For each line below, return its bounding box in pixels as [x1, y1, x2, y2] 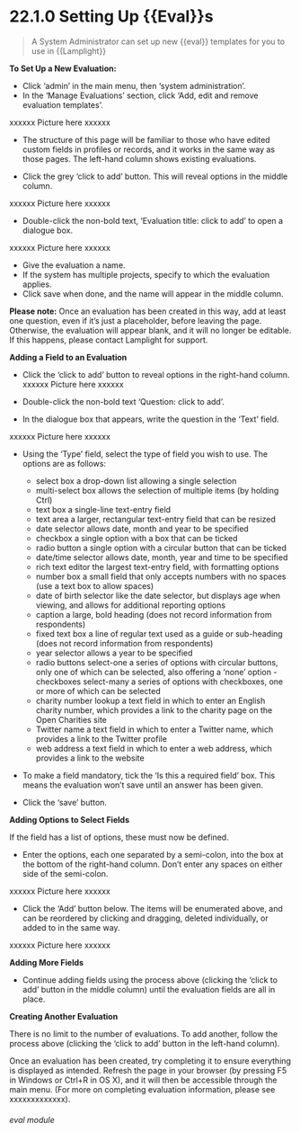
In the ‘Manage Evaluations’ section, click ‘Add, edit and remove [22, 90, 259, 101]
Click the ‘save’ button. [22, 797, 108, 807]
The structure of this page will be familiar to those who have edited [22, 134, 271, 145]
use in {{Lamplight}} [31, 45, 106, 56]
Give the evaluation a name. [22, 259, 126, 271]
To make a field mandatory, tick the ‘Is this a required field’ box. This [22, 770, 276, 780]
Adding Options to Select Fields [9, 814, 130, 824]
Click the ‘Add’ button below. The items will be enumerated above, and [22, 903, 283, 914]
